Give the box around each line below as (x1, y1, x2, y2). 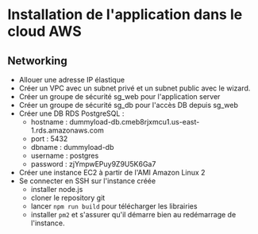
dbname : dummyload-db (30, 143, 114, 152)
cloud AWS (7, 22, 83, 40)
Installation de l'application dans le (7, 6, 243, 24)
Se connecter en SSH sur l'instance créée (18, 176, 156, 186)
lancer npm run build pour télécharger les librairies (30, 201, 198, 211)
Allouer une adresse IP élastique (18, 75, 125, 84)
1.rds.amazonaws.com (30, 125, 104, 135)
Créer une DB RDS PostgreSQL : (18, 109, 125, 118)
